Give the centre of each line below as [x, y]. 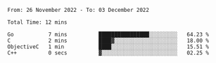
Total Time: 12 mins [38, 22]
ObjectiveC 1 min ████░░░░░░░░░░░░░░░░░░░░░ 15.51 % [108, 47]
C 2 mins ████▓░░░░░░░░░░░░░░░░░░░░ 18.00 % [108, 41]
